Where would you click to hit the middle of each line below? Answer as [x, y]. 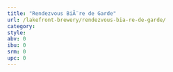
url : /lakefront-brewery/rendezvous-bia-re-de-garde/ [87, 20]
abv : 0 [17, 39]
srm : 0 [17, 52]
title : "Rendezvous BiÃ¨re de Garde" [62, 13]
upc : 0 [17, 58]
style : [17, 33]
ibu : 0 [17, 45]
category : [22, 26]
